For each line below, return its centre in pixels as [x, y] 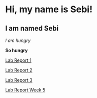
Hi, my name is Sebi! [49, 9]
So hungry [17, 50]
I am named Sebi [32, 28]
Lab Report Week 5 [25, 90]
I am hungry [18, 40]
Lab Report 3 [19, 80]
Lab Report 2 [19, 70]
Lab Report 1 [18, 60]
